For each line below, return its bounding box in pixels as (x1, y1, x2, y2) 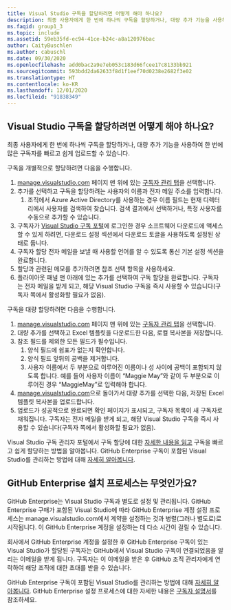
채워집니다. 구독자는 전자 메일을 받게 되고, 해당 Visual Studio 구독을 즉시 (16, 415, 212, 423)
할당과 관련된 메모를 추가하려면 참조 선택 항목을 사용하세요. (16, 264, 175, 273)
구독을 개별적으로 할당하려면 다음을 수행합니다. (7, 164, 133, 172)
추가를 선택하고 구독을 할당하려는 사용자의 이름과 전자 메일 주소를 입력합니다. (16, 187, 223, 195)
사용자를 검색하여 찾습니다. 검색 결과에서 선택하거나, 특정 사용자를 (45, 204, 222, 213)
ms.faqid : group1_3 (7, 23, 63, 30)
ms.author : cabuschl (7, 49, 67, 56)
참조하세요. (7, 595, 37, 604)
